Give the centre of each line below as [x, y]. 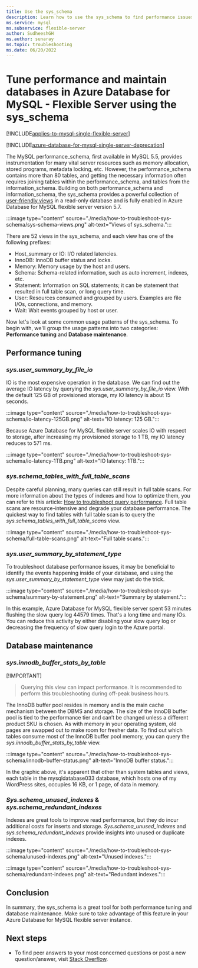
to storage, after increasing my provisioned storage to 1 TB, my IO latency [95, 437]
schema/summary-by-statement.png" [52, 597]
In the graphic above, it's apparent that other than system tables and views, [98, 772]
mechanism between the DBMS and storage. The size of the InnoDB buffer [97, 711]
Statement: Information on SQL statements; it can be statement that [96, 285]
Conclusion [28, 893]
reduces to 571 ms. [29, 443]
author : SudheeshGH [30, 34]
